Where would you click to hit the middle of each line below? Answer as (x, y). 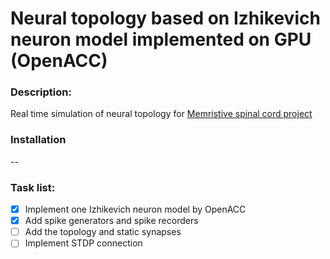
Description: (41, 92)
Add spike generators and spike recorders (111, 221)
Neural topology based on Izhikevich (165, 18)
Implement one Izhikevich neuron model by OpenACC (135, 209)
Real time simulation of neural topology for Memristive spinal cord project (161, 114)
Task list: (33, 187)
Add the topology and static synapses (103, 232)
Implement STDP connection (83, 243)
